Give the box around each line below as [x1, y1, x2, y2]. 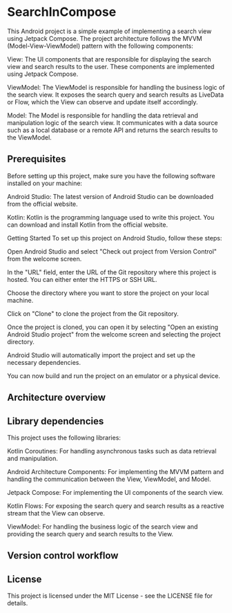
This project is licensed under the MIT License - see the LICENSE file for [7, 592, 213, 600]
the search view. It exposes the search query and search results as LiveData [7, 91, 224, 99]
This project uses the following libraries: [7, 433, 121, 442]
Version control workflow [7, 550, 119, 562]
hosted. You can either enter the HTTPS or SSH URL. [7, 275, 157, 283]
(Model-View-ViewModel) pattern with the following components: [7, 41, 193, 50]
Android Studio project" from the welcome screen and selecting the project [7, 330, 221, 339]
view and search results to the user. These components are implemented [7, 62, 215, 70]
